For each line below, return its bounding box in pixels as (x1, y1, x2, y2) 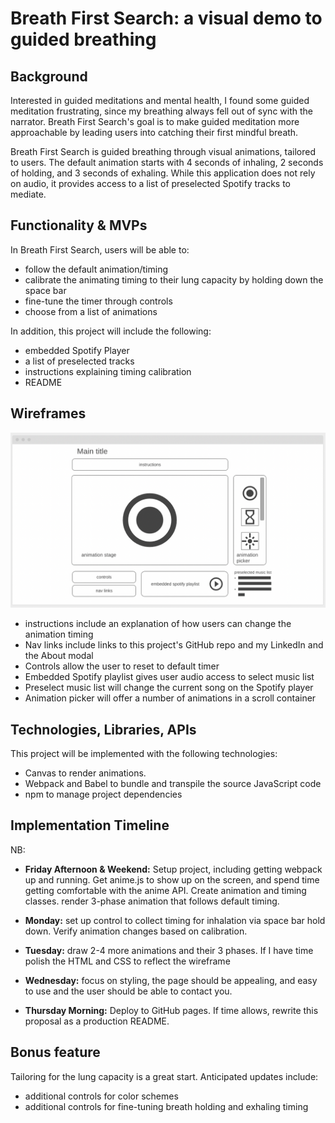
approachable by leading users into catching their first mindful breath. (10, 127, 299, 138)
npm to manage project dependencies (24, 788, 183, 800)
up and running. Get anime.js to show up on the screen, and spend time (24, 873, 320, 886)
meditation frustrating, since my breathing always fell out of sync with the (10, 105, 313, 117)
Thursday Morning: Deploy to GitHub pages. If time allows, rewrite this (24, 1004, 319, 1016)
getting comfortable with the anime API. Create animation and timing (24, 884, 307, 896)
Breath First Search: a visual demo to (10, 7, 323, 30)
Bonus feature (10, 1044, 101, 1061)
